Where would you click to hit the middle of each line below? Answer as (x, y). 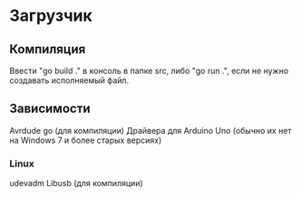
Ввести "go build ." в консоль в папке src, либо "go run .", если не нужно (149, 70)
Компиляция (48, 49)
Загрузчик (51, 16)
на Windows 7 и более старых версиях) (86, 140)
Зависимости (50, 109)
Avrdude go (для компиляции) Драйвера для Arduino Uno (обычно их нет (150, 130)
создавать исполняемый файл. (69, 80)
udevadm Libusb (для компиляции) (76, 183)
